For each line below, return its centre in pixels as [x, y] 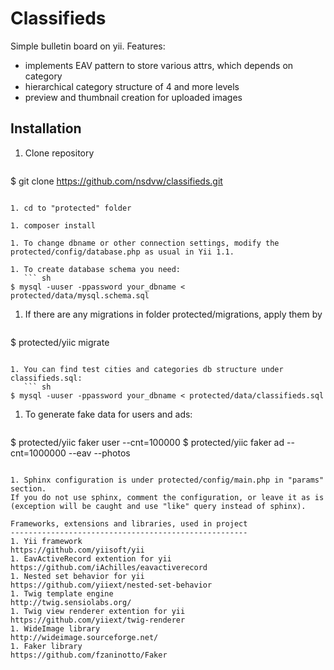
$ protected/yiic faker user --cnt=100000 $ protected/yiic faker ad [147, 442]
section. [28, 488]
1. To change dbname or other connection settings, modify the [145, 243]
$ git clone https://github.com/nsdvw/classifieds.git [116, 181]
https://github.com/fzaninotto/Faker [89, 655]
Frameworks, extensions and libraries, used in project [129, 523]
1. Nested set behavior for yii [77, 576]
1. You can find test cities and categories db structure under [147, 369]
